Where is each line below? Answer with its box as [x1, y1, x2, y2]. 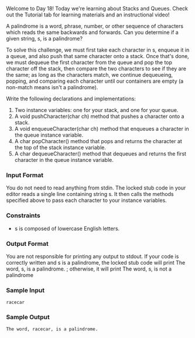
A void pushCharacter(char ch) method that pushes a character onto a [14, 113, 184, 120]
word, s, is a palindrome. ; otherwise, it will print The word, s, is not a [6, 265, 172, 272]
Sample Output [6, 313, 50, 322]
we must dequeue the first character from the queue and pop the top [6, 59, 173, 66]
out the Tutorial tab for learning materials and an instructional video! [6, 11, 170, 18]
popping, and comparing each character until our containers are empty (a [6, 77, 184, 84]
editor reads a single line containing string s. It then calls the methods [6, 191, 174, 198]
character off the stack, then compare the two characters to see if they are [6, 65, 186, 72]
